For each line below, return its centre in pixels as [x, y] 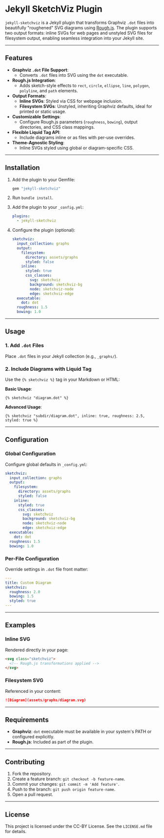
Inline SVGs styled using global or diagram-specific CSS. [77, 148]
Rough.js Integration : [34, 80]
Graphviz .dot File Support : [40, 70]
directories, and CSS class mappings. [57, 127]
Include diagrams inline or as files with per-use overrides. [77, 137]
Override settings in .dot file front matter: [47, 569]
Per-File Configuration [32, 558]
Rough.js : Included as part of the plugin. [53, 742]
